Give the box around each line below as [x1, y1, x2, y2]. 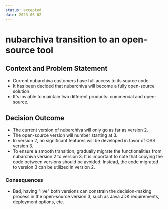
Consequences [5, 177, 44, 184]
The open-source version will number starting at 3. [12, 132, 118, 138]
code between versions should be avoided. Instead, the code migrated [12, 159, 159, 165]
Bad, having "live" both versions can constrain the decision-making [12, 188, 152, 194]
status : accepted [5, 7, 42, 13]
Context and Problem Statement [5, 64, 108, 73]
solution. [12, 88, 31, 94]
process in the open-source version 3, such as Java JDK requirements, [12, 193, 159, 199]
